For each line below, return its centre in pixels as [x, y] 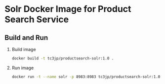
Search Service [37, 19]
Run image [23, 68]
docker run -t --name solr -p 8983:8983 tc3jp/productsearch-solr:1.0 [86, 77]
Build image [24, 49]
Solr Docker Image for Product [68, 9]
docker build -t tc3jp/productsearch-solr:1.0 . [63, 58]
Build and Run [26, 38]
